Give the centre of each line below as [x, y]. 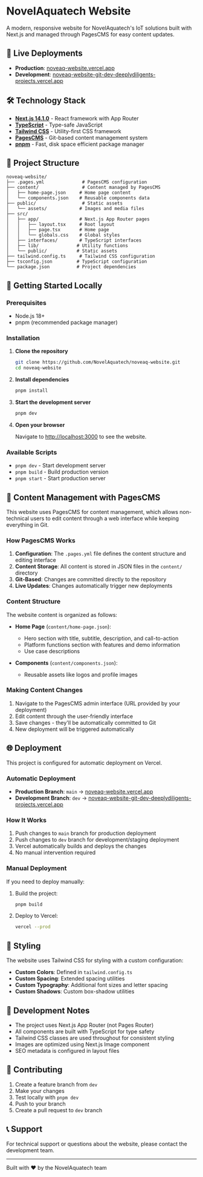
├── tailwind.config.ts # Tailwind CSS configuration [81, 256]
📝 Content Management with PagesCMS [83, 497]
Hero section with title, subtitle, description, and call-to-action [101, 638]
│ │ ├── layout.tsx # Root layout [60, 225]
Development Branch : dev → [51, 798]
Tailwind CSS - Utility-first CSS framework [68, 131]
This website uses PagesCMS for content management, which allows [92, 512]
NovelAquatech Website [69, 11]
